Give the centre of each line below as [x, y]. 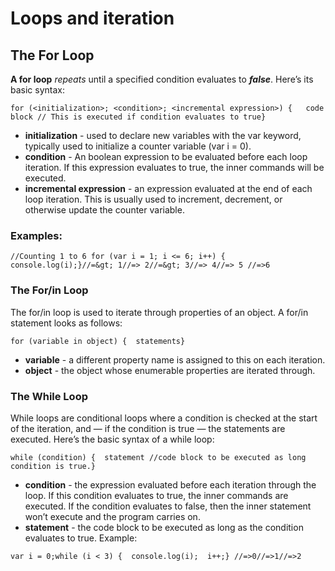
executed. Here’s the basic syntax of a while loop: [112, 439]
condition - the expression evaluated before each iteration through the [170, 484]
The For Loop [52, 55]
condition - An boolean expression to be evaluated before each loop [166, 156]
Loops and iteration [92, 18]
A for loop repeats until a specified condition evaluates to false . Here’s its [162, 79]
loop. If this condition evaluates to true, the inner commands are [156, 495]
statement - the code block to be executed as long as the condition [164, 527]
